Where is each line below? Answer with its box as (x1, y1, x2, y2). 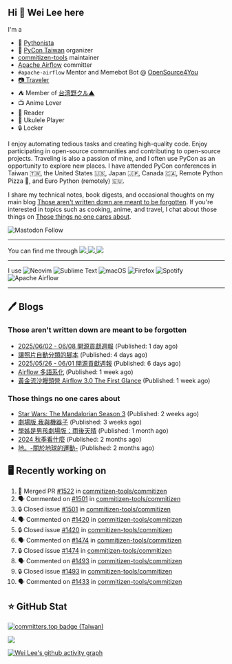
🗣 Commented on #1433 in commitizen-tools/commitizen (17, 577, 182, 585)
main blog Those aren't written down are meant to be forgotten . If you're (8, 197, 213, 206)
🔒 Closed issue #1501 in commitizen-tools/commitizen (17, 505, 171, 513)
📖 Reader (17, 108, 44, 117)
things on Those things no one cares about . (8, 212, 131, 221)
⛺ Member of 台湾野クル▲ (17, 88, 95, 97)
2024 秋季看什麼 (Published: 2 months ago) (17, 435, 142, 443)
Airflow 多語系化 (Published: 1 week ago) (17, 367, 134, 376)
